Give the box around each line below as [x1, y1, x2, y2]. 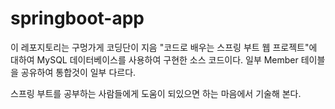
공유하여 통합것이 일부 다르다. [20, 66, 137, 78]
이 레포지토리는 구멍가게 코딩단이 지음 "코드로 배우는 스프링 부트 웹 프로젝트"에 [10, 41, 318, 53]
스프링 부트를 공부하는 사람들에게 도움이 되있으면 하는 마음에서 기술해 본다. [10, 87, 302, 99]
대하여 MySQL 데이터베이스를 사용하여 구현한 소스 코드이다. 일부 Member [10, 53, 299, 66]
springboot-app [10, 7, 145, 30]
